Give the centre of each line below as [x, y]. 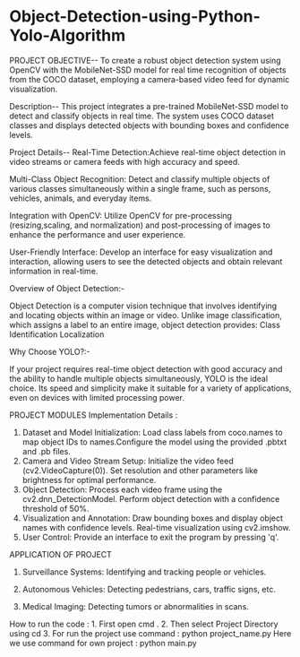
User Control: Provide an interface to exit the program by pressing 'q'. [150, 537]
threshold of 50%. [56, 508]
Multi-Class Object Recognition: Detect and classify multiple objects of [140, 179]
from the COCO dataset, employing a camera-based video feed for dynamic [150, 79]
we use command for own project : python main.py [103, 643]
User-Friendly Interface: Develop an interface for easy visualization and [141, 252]
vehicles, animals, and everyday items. [81, 198]
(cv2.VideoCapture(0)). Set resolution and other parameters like [140, 470]
